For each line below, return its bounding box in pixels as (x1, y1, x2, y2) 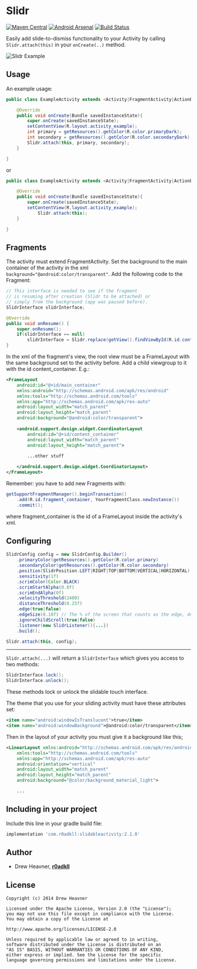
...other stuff (27, 453, 64, 459)
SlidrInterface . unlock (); (6, 678, 69, 684)
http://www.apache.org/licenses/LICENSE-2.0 (6, 926, 117, 933)
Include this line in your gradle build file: (6, 820, 103, 827)
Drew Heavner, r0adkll (14, 863, 70, 870)
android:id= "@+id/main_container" (16, 382, 101, 388)
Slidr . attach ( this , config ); (6, 639, 77, 644)
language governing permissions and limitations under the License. (6, 957, 177, 963)
